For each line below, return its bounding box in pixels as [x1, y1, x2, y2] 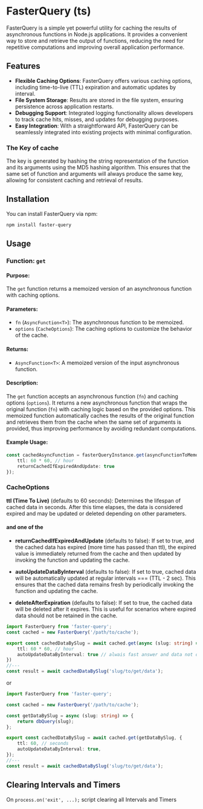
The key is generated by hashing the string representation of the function [6, 157, 188, 164]
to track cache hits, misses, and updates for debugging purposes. [14, 115, 179, 123]
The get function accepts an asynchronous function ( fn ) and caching [6, 392, 178, 400]
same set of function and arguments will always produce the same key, [6, 171, 183, 178]
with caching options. [6, 291, 60, 299]
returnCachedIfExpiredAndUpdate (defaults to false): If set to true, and [14, 537, 195, 545]
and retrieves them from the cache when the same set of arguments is [6, 418, 181, 426]
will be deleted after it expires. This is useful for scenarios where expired [14, 606, 196, 613]
